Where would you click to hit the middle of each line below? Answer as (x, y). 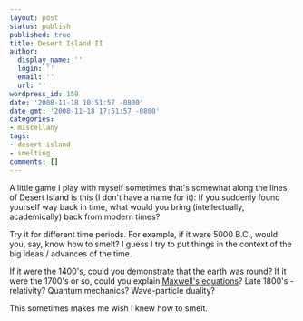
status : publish (40, 26)
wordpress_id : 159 (44, 94)
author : (24, 52)
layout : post (34, 18)
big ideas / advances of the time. (71, 253)
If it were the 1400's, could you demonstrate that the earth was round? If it (148, 271)
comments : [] (34, 161)
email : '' (36, 77)
